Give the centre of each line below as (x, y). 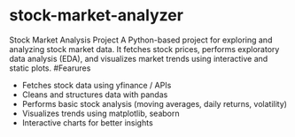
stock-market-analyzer (97, 15)
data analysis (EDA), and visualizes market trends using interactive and (139, 58)
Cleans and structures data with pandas (95, 95)
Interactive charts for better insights (87, 122)
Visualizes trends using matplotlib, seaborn (101, 113)
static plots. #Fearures (50, 68)
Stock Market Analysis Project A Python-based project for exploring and (141, 40)
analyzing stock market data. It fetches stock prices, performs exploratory (144, 49)
